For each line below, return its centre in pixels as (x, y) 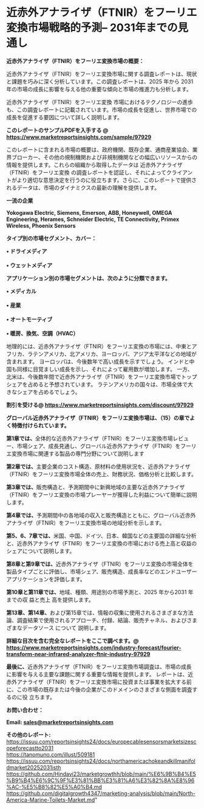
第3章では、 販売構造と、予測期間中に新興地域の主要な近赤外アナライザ (96, 487)
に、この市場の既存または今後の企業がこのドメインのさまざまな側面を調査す (102, 689)
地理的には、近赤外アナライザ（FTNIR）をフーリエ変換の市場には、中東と (99, 346)
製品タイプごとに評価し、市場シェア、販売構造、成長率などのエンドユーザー (102, 571)
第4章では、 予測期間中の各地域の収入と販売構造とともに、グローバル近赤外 (101, 515)
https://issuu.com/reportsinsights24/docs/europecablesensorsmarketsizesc (101, 741)
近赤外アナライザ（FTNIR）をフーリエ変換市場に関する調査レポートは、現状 (102, 74)
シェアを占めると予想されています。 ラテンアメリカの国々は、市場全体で (97, 384)
